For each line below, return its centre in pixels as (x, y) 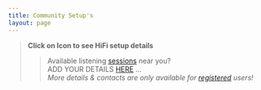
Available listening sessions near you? (109, 61)
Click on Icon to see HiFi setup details (91, 45)
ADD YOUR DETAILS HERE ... (95, 69)
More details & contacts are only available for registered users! (150, 77)
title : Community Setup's (51, 15)
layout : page (30, 23)
